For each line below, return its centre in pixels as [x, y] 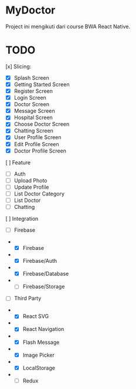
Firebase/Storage [44, 287]
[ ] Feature [18, 163]
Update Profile [31, 187]
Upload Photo [30, 180]
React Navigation [43, 329]
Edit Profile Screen [36, 144]
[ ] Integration [22, 219]
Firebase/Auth [40, 261]
